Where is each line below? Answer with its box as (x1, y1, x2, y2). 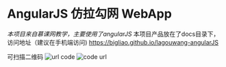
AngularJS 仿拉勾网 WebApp (7, 6, 173, 22)
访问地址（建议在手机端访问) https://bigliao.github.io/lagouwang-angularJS (7, 38, 219, 46)
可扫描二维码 (7, 52, 43, 61)
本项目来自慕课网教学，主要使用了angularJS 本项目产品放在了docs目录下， (7, 30, 220, 38)
